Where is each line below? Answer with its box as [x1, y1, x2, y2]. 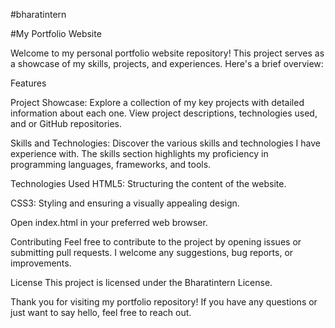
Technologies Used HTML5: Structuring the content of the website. [10, 178, 287, 189]
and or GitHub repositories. [10, 118, 123, 129]
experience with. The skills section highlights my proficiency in [10, 148, 269, 159]
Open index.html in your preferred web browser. [10, 217, 208, 228]
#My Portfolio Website [10, 28, 102, 39]
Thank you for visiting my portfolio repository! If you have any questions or [10, 296, 318, 308]
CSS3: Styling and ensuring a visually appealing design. [10, 197, 240, 209]
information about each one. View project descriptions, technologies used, [10, 107, 318, 119]
